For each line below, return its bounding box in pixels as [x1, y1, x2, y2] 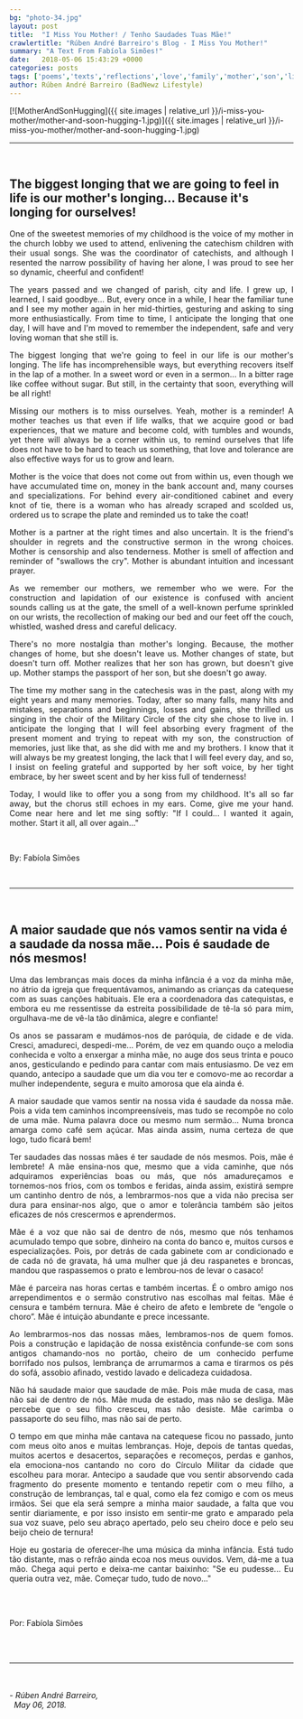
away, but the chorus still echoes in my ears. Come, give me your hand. [9, 798, 294, 809]
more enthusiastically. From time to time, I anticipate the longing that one [9, 313, 294, 324]
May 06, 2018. [13, 1699, 68, 1711]
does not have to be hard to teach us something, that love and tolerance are [9, 444, 294, 455]
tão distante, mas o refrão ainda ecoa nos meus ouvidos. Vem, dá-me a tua [9, 1554, 294, 1565]
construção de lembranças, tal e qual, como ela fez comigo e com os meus [9, 1489, 294, 1500]
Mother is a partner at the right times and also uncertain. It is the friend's [9, 527, 294, 538]
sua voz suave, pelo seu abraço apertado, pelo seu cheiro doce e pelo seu [9, 1518, 294, 1529]
